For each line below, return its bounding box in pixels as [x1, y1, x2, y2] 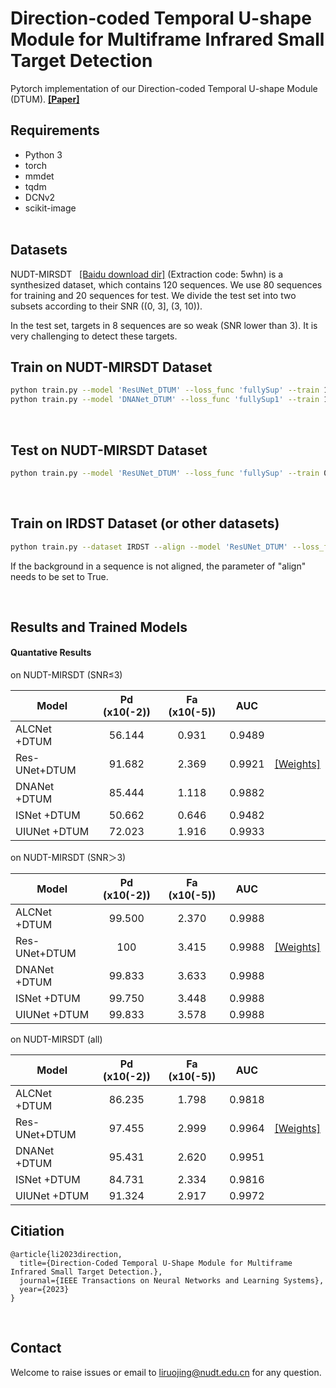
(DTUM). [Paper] [10, 93, 80, 105]
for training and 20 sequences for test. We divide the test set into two [10, 289, 297, 301]
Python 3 [24, 148, 63, 161]
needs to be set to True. [10, 570, 109, 582]
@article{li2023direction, [10, 1249, 123, 1259]
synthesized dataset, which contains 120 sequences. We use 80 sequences [10, 278, 323, 291]
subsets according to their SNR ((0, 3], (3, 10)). [10, 300, 203, 312]
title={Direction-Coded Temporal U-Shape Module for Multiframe [19, 1258, 293, 1268]
